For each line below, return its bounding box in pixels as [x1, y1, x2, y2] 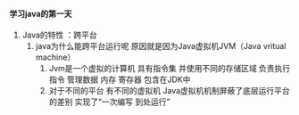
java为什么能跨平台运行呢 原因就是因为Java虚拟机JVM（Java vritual [35, 41, 287, 52]
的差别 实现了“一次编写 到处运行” [48, 96, 170, 107]
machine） [35, 52, 76, 62]
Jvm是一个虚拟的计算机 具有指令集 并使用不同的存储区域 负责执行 [48, 63, 291, 74]
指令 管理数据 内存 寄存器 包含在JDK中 [48, 74, 191, 85]
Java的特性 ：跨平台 [21, 29, 98, 40]
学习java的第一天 [9, 8, 73, 19]
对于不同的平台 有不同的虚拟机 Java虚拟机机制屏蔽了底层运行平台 [48, 86, 290, 96]
